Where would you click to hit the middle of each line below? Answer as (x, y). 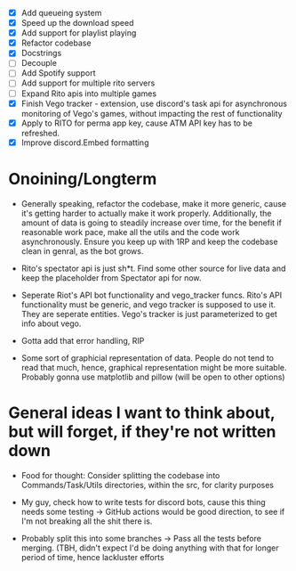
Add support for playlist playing (79, 33)
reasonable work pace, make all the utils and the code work (130, 232)
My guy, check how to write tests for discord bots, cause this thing (143, 502)
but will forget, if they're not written (142, 432)
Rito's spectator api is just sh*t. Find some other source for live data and (153, 268)
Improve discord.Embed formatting (85, 143)
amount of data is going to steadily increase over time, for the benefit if (151, 223)
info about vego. (51, 323)
